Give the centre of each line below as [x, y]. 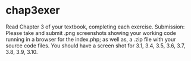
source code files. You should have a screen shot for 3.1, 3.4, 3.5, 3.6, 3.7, [95, 46]
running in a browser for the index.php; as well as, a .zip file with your [91, 39]
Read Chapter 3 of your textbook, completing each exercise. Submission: [95, 27]
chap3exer [33, 10]
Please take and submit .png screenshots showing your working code [91, 33]
